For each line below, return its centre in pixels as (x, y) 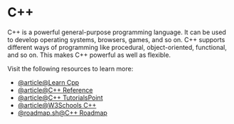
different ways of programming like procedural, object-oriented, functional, (117, 47)
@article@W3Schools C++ (57, 105)
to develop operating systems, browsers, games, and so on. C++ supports (116, 39)
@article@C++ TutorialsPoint (60, 98)
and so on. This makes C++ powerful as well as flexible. (89, 55)
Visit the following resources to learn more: (70, 68)
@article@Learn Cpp (48, 82)
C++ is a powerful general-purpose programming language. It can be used (117, 32)
